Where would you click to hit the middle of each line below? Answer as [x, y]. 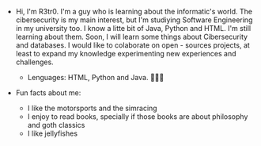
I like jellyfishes [52, 133]
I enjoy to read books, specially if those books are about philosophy [138, 117]
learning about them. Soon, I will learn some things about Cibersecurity [131, 36]
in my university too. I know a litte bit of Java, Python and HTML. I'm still [133, 28]
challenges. [34, 62]
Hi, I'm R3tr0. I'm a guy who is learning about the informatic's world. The [134, 12]
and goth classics [56, 125]
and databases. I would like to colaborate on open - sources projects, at [133, 45]
